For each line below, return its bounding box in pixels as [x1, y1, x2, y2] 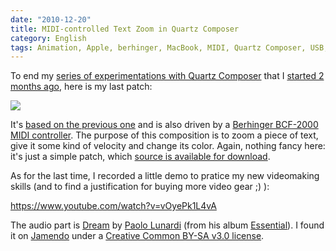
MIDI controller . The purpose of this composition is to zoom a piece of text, [10, 129, 319, 141]
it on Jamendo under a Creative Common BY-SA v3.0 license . [10, 230, 265, 242]
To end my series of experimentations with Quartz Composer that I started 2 [10, 70, 325, 82]
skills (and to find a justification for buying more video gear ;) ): [10, 181, 270, 193]
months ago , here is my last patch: [10, 81, 153, 93]
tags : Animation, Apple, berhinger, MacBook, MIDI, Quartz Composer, [10, 42, 307, 53]
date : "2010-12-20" [10, 14, 92, 25]
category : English [10, 33, 87, 43]
